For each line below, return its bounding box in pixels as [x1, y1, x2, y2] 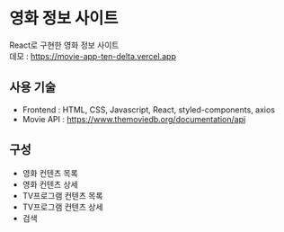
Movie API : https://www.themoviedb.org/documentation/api [22, 113, 246, 124]
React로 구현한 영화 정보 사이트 [9, 40, 120, 50]
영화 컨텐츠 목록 [22, 167, 78, 178]
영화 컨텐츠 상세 [22, 179, 78, 190]
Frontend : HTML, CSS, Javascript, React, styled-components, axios [22, 104, 276, 115]
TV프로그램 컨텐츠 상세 [22, 201, 103, 212]
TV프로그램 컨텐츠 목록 [22, 190, 103, 201]
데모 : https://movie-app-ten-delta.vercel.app [9, 50, 177, 61]
